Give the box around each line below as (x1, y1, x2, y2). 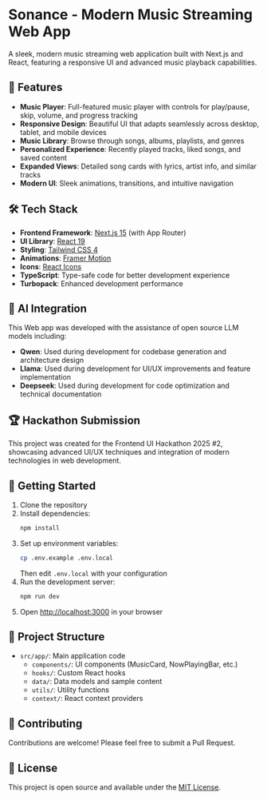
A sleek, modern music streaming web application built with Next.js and (8, 49, 243, 58)
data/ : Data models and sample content (31, 677, 163, 687)
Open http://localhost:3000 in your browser (19, 607, 163, 616)
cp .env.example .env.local (19, 554, 113, 562)
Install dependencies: (19, 509, 91, 518)
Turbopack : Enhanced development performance (19, 278, 183, 289)
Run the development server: (19, 577, 116, 587)
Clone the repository (19, 500, 88, 509)
